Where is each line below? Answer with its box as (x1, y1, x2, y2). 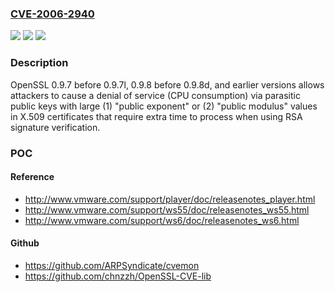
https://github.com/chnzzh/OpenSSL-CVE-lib (24, 270, 212, 282)
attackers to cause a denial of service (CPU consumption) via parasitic (10, 89, 301, 101)
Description (10, 56, 69, 70)
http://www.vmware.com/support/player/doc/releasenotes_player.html (24, 193, 316, 205)
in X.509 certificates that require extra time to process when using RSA (10, 110, 303, 122)
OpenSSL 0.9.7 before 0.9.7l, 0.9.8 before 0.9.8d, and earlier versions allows (10, 78, 325, 91)
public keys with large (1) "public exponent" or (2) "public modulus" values (10, 100, 318, 112)
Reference (10, 171, 55, 183)
